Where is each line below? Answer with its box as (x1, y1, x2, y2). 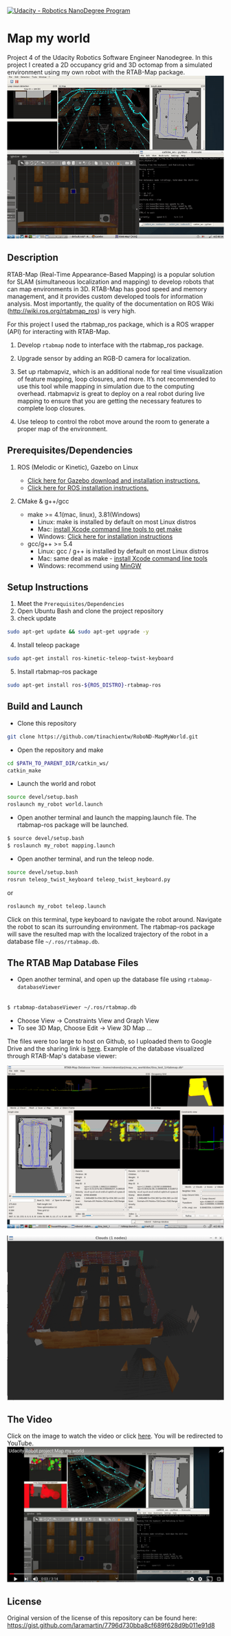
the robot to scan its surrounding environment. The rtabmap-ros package (7, 923, 215, 931)
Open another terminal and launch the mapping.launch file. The (16, 813, 197, 822)
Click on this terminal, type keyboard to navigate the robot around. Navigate (7, 915, 222, 923)
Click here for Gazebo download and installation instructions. (27, 476, 201, 485)
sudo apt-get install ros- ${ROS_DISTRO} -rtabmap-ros (7, 682, 162, 689)
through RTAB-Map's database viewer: (7, 1052, 117, 1060)
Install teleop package (16, 641, 80, 649)
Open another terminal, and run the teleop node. (16, 854, 155, 863)
